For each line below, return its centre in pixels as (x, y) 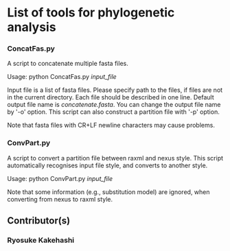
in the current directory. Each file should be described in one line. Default (111, 97)
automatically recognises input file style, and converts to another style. (107, 165)
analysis (32, 27)
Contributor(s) (39, 221)
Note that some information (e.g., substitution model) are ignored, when (109, 192)
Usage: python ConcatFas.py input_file (62, 77)
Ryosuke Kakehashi (41, 240)
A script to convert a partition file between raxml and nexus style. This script (115, 158)
